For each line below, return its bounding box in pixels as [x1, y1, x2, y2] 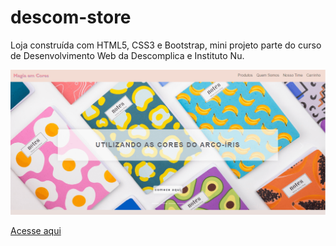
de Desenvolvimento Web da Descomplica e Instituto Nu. [10, 49, 245, 61]
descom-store [10, 6, 132, 29]
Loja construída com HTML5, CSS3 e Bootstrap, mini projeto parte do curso [10, 39, 322, 51]
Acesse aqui [10, 224, 62, 236]
